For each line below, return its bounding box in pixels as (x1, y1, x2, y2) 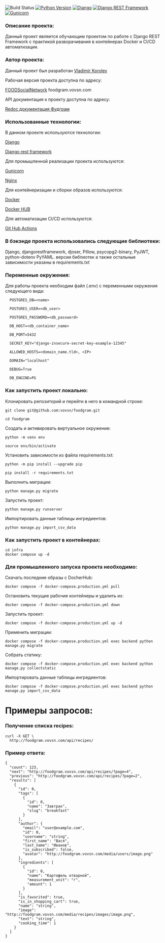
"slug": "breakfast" (27, 808, 69, 813)
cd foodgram (5, 416, 30, 421)
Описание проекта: (5, 22, 54, 29)
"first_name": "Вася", (23, 839, 69, 844)
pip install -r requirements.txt (5, 470, 74, 475)
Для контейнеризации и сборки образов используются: (5, 187, 123, 193)
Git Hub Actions (5, 225, 37, 231)
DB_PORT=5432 (9, 332, 36, 337)
